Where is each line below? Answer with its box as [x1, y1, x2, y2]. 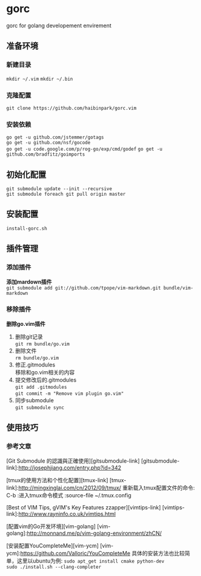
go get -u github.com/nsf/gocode [6, 140, 91, 146]
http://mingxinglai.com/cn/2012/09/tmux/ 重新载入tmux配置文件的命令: [18, 484, 195, 491]
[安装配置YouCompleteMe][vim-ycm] [6, 541, 99, 549]
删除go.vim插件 [6, 320, 46, 327]
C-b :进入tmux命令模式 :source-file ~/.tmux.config [6, 491, 132, 498]
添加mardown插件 [6, 278, 53, 285]
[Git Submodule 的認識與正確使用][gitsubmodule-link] [6, 457, 140, 465]
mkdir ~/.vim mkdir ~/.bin [6, 76, 73, 82]
